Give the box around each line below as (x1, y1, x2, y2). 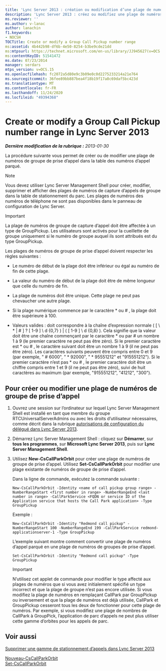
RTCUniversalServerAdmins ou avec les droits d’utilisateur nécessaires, (12, 416, 158, 421)
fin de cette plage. (12, 268, 50, 274)
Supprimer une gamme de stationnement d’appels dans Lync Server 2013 (5, 645, 155, 652)
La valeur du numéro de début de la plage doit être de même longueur (12, 278, 156, 284)
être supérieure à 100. (12, 313, 57, 319)
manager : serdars (5, 62, 41, 67)
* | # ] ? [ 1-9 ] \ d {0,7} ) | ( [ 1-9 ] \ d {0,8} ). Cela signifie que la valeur (12, 328, 156, 334)
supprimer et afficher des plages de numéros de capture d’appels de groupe (5, 188, 161, 194)
